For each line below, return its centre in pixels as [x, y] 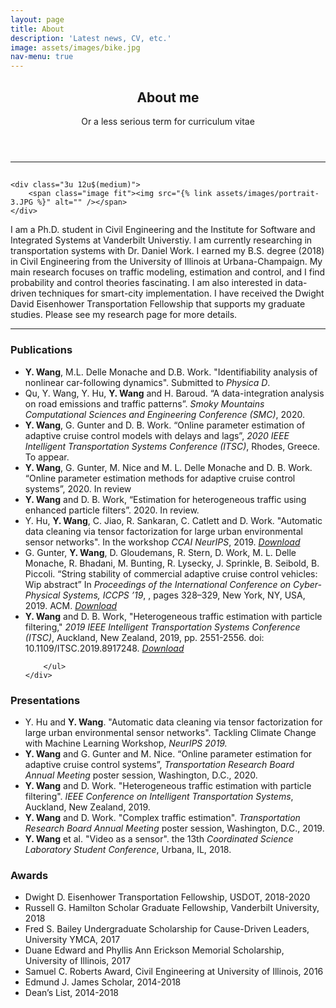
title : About [37, 29]
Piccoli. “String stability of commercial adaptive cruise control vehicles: [171, 573]
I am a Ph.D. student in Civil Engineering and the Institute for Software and [163, 230]
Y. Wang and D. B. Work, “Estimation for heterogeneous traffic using [165, 499]
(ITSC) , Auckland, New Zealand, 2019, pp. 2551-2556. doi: [144, 637]
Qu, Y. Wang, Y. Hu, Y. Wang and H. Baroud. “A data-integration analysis [174, 393]
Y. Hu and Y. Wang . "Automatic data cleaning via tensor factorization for [173, 722]
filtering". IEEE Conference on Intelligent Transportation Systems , [159, 796]
